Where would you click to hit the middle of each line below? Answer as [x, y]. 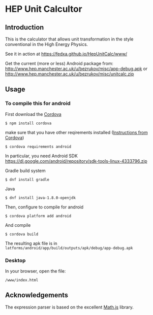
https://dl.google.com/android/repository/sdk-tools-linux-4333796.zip [76, 161]
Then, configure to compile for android [44, 207]
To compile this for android [38, 104]
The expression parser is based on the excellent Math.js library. [69, 307]
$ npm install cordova [28, 123]
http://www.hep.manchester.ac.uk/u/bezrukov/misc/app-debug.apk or [76, 69]
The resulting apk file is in [31, 243]
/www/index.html [22, 280]
